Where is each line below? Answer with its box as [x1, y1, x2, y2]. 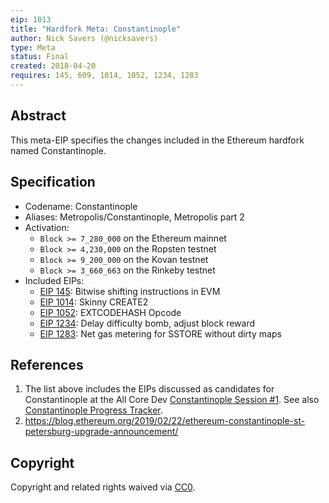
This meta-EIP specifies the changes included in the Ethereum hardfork [10, 134, 305, 146]
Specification [10, 174, 96, 191]
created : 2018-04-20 [10, 61, 97, 71]
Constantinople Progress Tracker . [24, 404, 163, 416]
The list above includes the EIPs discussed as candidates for [24, 383, 275, 395]
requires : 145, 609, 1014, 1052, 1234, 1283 [10, 71, 199, 81]
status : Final [10, 52, 70, 62]
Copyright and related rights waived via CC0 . [10, 481, 196, 493]
